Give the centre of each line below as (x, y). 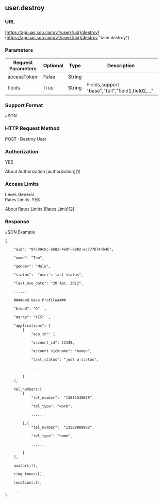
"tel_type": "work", (52, 407)
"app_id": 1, (44, 334)
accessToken (23, 77)
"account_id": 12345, (53, 343)
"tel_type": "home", (52, 436)
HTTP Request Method (32, 128)
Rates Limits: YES (23, 200)
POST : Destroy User (26, 139)
